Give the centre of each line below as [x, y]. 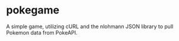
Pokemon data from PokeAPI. [42, 32]
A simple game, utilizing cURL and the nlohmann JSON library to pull [90, 26]
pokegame [33, 10]
